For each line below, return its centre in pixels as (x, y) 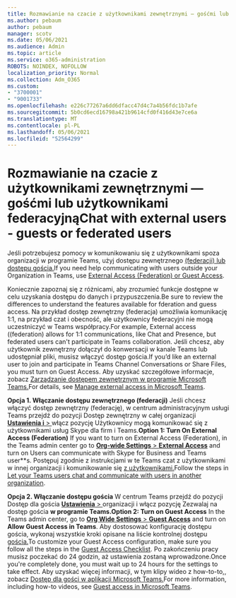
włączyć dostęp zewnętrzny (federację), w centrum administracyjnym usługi (118, 408)
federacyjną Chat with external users (117, 219)
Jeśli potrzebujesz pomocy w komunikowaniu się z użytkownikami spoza (114, 253)
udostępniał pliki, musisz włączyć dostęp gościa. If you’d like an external (112, 357)
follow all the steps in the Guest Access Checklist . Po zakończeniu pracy (113, 549)
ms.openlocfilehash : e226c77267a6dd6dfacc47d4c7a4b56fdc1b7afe (102, 106)
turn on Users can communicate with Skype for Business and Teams (107, 453)
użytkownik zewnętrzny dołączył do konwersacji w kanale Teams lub (107, 349)
